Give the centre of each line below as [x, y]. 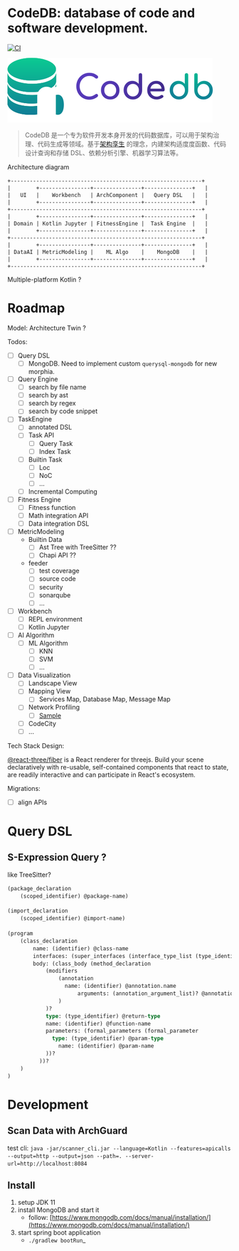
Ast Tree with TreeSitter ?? [78, 547]
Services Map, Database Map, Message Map [105, 699]
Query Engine [38, 379]
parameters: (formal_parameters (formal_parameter [122, 1031]
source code [57, 579]
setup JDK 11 [36, 1203]
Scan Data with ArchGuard [68, 1131]
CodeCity [42, 723]
